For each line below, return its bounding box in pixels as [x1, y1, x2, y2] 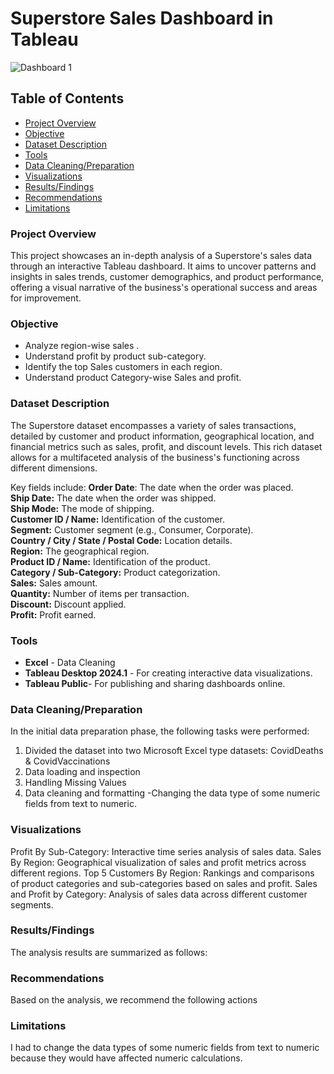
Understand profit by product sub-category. [24, 350, 207, 362]
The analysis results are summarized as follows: [10, 946, 208, 958]
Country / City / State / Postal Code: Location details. [10, 534, 233, 546]
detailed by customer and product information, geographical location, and [10, 430, 315, 442]
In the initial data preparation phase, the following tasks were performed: [10, 725, 310, 737]
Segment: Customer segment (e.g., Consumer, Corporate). [10, 523, 254, 536]
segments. [10, 898, 54, 911]
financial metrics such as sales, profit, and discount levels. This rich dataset [10, 440, 323, 452]
